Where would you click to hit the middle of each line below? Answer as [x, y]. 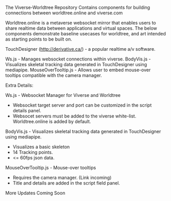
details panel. [27, 110]
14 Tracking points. [33, 152]
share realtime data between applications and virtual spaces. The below [81, 28]
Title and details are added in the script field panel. [66, 183]
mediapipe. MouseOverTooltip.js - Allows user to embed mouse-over [78, 70]
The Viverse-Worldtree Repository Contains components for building [78, 7]
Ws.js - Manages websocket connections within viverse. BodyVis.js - [78, 59]
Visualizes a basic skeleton [41, 147]
